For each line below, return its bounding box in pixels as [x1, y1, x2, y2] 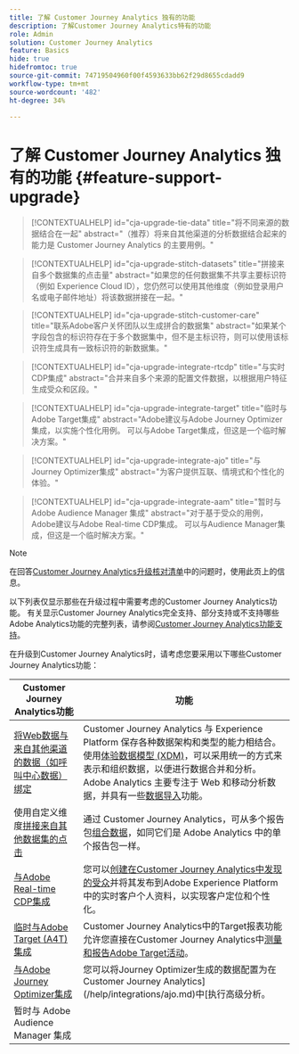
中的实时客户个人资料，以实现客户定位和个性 [83, 890, 271, 902]
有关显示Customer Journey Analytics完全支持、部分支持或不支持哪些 [26, 607, 280, 618]
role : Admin [9, 29, 53, 38]
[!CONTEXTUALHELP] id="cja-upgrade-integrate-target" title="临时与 [30, 403, 287, 414]
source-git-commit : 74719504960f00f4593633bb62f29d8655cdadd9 [9, 71, 245, 80]
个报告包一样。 [83, 840, 146, 852]
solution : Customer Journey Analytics [9, 37, 153, 47]
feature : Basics [9, 46, 69, 55]
